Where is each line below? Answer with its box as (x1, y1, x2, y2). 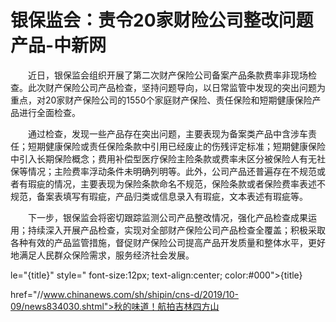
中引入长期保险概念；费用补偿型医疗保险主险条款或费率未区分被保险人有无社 (10, 152, 326, 165)
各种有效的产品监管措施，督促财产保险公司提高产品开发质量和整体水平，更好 (10, 236, 326, 248)
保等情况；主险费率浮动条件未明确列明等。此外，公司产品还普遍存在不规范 (10, 165, 317, 177)
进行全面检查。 (18, 106, 81, 118)
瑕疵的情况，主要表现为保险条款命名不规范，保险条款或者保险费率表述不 (27, 177, 326, 190)
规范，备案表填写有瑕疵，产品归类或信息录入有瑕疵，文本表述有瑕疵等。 (10, 190, 308, 202)
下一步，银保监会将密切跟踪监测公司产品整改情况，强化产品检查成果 (27, 211, 308, 223)
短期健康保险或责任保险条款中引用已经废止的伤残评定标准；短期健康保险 (27, 140, 326, 152)
